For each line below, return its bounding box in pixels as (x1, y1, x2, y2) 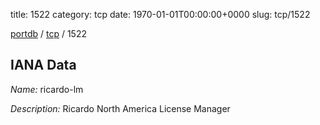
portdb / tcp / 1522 (10, 28, 87, 39)
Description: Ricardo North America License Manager (10, 102, 231, 114)
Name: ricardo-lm (10, 83, 84, 95)
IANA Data (10, 57, 77, 74)
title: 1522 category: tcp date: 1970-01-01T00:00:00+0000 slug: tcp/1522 (10, 9, 311, 20)
